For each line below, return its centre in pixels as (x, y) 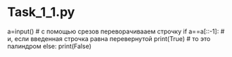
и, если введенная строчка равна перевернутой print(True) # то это (109, 38)
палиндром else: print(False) (50, 46)
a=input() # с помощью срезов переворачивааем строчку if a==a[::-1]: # (116, 31)
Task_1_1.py (41, 12)
